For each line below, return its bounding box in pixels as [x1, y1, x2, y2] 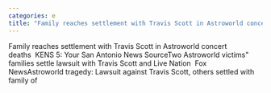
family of [8, 75, 38, 85]
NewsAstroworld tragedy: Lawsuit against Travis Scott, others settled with [8, 67, 255, 76]
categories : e [8, 11, 56, 20]
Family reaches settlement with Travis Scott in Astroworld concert [8, 41, 227, 51]
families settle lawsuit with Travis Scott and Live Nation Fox [8, 58, 207, 68]
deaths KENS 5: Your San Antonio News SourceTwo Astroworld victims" [8, 50, 249, 59]
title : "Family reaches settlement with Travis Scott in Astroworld [8, 19, 244, 27]
